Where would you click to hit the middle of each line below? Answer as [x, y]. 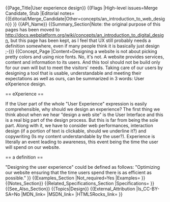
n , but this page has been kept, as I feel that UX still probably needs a [78, 40]
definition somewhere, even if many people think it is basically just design [82, 46]
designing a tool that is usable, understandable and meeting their [73, 73]
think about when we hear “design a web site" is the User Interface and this [84, 115]
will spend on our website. [33, 147]
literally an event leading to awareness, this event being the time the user [82, 142]
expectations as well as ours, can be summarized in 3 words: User [75, 78]
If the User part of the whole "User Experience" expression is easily [76, 104]
